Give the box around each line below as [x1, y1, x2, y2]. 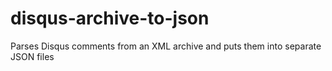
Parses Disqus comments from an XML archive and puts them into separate [10, 40, 322, 52]
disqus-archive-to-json [10, 7, 210, 30]
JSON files [10, 50, 55, 62]
